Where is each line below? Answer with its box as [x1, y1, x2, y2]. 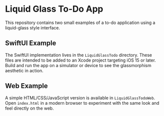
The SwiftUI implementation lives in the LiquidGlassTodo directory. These [5, 52, 152, 58]
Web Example [5, 82, 48, 90]
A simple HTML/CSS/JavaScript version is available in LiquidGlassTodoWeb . [5, 94, 155, 101]
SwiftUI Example [5, 39, 56, 47]
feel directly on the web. [5, 105, 54, 111]
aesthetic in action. [5, 68, 44, 73]
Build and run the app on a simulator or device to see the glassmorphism [5, 62, 152, 68]
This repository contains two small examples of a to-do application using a [5, 20, 156, 25]
